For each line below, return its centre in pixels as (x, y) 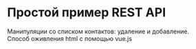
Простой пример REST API (87, 13)
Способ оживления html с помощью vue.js (70, 38)
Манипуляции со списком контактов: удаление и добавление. (98, 31)
